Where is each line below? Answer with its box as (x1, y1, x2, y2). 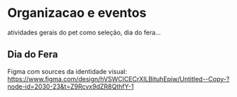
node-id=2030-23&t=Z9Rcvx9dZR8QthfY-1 (7, 82, 134, 91)
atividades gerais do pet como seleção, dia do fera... (7, 28, 161, 37)
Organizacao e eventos (7, 5, 147, 21)
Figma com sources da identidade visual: (7, 67, 128, 75)
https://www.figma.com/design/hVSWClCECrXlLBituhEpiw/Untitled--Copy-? (7, 75, 230, 83)
